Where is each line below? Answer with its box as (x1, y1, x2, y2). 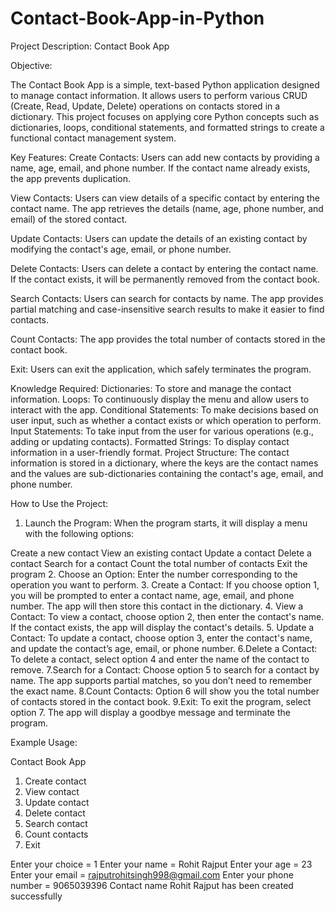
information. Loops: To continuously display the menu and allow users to (10, 393, 310, 405)
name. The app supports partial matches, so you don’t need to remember (10, 674, 312, 686)
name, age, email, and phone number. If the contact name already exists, (10, 162, 311, 174)
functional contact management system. (10, 132, 177, 144)
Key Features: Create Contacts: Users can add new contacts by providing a (10, 151, 320, 163)
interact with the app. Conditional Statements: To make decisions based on (10, 403, 319, 416)
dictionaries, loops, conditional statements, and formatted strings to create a (10, 121, 325, 133)
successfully (10, 890, 63, 902)
